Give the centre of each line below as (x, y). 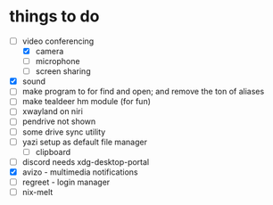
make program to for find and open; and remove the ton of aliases (143, 92)
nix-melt (37, 192)
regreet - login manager (66, 182)
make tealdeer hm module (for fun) (87, 102)
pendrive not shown (59, 121)
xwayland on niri (52, 111)
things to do (54, 16)
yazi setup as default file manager (84, 142)
